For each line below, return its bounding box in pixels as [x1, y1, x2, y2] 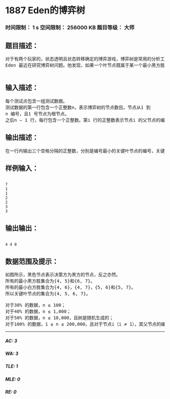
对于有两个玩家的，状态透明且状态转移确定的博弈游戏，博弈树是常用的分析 [5, 56, 160, 61]
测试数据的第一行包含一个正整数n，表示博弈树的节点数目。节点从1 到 [5, 105, 151, 110]
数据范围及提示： [5, 257, 59, 265]
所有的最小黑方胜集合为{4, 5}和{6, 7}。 [5, 278, 95, 284]
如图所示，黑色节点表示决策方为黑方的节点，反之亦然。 [5, 272, 120, 277]
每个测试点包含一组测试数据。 [5, 98, 67, 104]
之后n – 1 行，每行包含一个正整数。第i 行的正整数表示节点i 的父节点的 [5, 117, 161, 123]
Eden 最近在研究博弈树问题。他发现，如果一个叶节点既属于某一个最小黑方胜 [5, 62, 165, 68]
